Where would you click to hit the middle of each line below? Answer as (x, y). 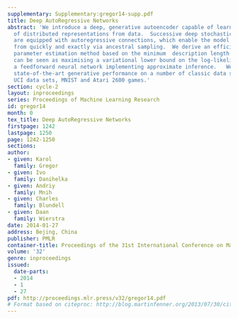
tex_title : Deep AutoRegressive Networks (69, 119)
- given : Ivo (27, 172)
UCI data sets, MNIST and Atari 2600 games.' (82, 80)
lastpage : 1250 (30, 133)
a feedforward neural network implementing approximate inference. (115, 67)
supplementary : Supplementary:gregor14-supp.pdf (80, 14)
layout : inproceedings (41, 93)
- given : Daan (28, 212)
